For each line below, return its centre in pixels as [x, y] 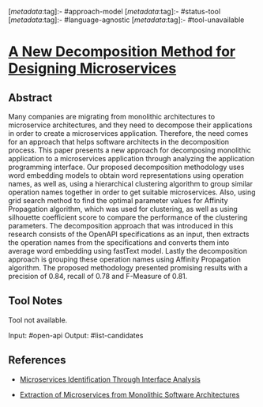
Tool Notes [36, 301]
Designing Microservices [92, 68]
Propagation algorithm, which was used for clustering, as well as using [123, 209]
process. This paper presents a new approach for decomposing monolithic [130, 150]
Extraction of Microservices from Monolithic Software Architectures [130, 394]
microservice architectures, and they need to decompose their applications [130, 125]
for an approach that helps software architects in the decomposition [119, 142]
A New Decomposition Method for [122, 52]
